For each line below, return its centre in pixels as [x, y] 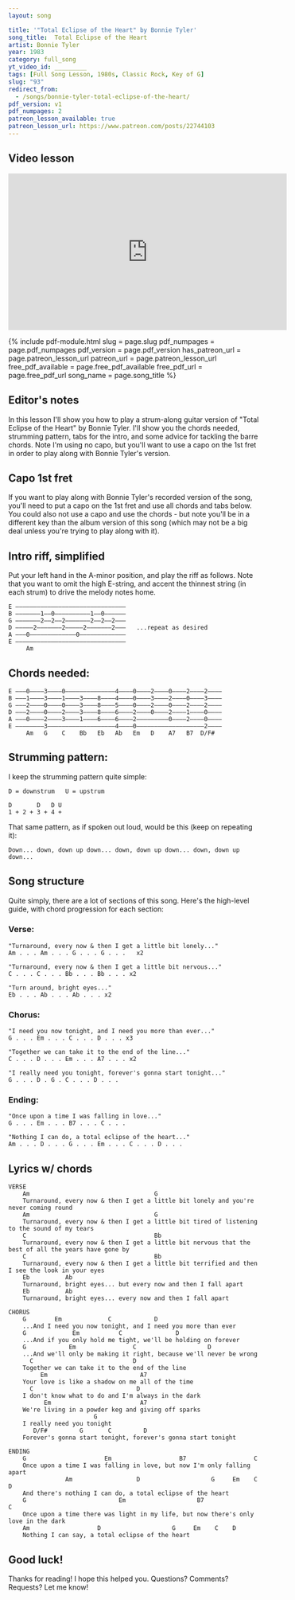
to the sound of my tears [51, 1229]
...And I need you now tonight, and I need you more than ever [130, 1326]
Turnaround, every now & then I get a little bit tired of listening [140, 1222]
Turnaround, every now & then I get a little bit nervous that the [136, 1243]
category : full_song [43, 60]
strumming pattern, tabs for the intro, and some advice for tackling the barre [133, 436]
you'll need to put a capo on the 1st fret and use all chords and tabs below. [130, 505]
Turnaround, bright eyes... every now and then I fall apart [126, 1298]
